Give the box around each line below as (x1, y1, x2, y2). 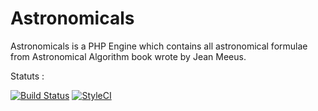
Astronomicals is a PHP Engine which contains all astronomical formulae (10, 40, 308, 52)
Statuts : (10, 70, 45, 82)
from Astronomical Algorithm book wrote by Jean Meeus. (10, 50, 247, 62)
